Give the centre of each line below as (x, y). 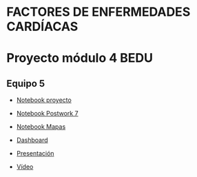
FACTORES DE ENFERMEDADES (98, 12)
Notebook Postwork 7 (47, 114)
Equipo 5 (26, 83)
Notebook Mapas (41, 127)
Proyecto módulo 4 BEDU (80, 58)
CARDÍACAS (42, 27)
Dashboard (32, 140)
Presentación (35, 154)
